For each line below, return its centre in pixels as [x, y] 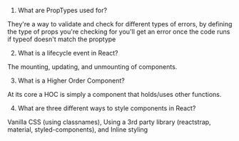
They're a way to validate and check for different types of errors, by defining [120, 24]
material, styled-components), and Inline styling [78, 130]
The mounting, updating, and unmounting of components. [92, 67]
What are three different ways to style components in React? [107, 108]
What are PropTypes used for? [62, 10]
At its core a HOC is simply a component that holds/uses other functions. [115, 94]
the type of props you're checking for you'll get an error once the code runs [119, 32]
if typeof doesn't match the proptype [62, 39]
